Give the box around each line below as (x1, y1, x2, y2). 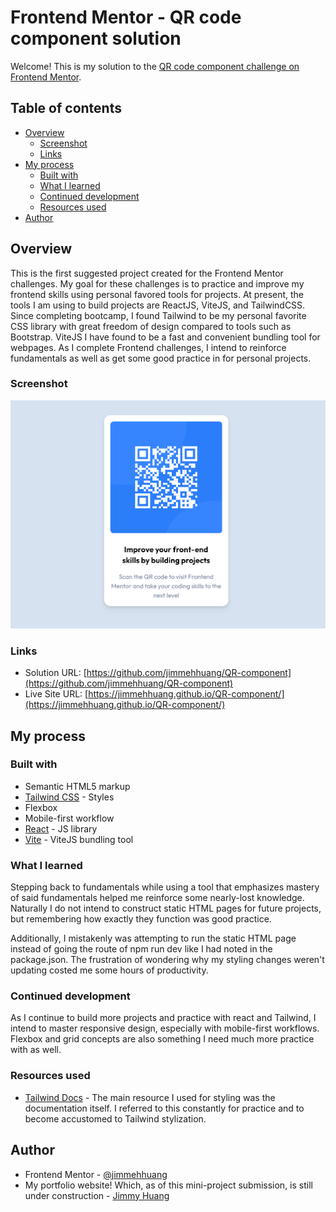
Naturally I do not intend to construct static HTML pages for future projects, (10, 902, 322, 915)
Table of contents (10, 100, 122, 117)
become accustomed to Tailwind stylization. (24, 1112, 207, 1125)
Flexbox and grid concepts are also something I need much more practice (10, 1033, 315, 1045)
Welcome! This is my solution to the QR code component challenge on (10, 60, 300, 72)
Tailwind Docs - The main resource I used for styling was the (24, 1091, 276, 1103)
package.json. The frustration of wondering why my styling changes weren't (10, 954, 325, 966)
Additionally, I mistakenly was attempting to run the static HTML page (10, 932, 297, 945)
